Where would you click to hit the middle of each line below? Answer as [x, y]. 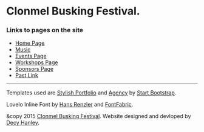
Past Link [26, 75]
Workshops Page [36, 62]
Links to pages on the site [45, 30]
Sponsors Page [34, 69]
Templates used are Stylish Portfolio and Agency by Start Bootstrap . [91, 93]
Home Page [30, 43]
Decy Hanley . [23, 123]
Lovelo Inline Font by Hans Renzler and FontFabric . [70, 105]
